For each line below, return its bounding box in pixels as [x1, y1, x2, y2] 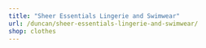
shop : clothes [8, 27, 57, 35]
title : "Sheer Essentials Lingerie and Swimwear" [8, 11, 181, 20]
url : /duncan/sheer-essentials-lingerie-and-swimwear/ [8, 20, 199, 28]
